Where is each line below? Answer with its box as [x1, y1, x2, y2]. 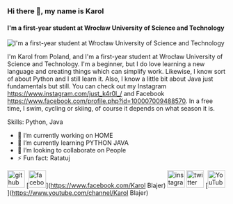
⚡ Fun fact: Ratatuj [17, 154, 71, 162]
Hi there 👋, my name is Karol [7, 6, 104, 16]
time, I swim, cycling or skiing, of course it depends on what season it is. [7, 104, 216, 113]
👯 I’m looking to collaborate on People [17, 146, 127, 155]
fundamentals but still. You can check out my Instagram [7, 82, 167, 91]
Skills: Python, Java [7, 118, 64, 126]
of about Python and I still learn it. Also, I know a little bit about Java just [7, 74, 214, 83]
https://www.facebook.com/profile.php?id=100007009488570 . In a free [7, 97, 214, 105]
